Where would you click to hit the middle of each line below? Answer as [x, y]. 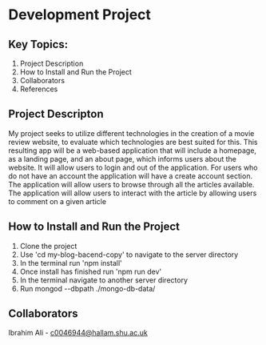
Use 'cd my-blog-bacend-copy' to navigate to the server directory [129, 255]
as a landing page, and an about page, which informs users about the [123, 158]
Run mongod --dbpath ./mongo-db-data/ [87, 288]
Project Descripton [56, 114]
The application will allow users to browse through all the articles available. [131, 184]
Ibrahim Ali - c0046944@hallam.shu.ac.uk [78, 333]
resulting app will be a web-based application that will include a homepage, [133, 150]
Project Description [52, 63]
